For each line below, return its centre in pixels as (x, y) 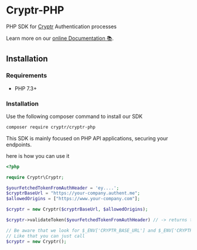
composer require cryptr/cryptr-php (51, 127)
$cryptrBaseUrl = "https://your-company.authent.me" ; (73, 193)
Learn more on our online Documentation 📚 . (60, 38)
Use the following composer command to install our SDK (74, 116)
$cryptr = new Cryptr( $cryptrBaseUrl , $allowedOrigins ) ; (77, 210)
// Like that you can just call (45, 236)
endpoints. (19, 144)
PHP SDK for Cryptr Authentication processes (62, 26)
